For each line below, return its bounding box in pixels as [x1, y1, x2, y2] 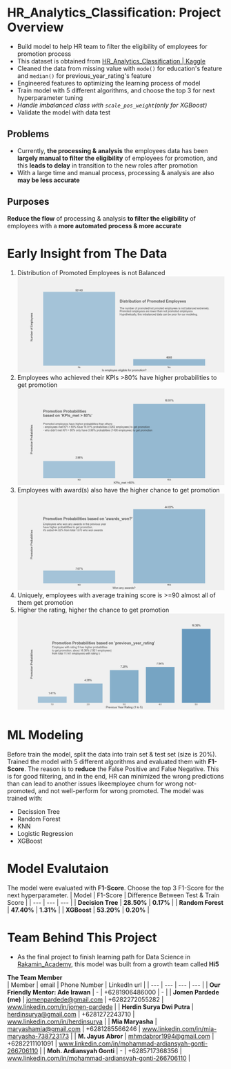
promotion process [17, 50, 71, 58]
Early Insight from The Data [7, 246, 168, 261]
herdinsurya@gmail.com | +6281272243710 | [7, 1010, 135, 1019]
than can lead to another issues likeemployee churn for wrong [7, 779, 183, 788]
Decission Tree [17, 808, 60, 816]
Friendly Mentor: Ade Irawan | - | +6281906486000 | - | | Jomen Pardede [7, 988, 219, 997]
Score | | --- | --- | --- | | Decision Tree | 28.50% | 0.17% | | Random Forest [7, 899, 224, 907]
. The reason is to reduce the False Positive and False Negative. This [23, 765, 219, 773]
